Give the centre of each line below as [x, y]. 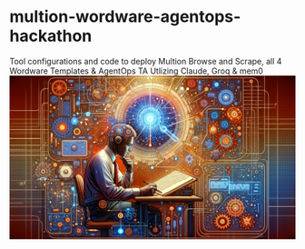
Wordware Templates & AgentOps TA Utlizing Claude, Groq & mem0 [136, 71]
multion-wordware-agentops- [125, 17]
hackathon [51, 36]
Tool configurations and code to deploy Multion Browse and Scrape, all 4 [146, 61]
